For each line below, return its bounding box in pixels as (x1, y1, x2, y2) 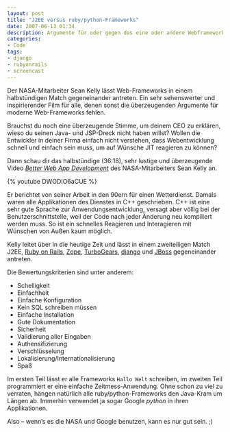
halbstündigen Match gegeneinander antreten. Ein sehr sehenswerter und (7, 93, 216, 101)
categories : (7, 36, 41, 43)
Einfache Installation (16, 310, 75, 319)
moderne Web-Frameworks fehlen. (7, 108, 106, 117)
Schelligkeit (16, 281, 50, 289)
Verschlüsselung (16, 347, 64, 355)
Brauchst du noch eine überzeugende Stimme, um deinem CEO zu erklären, (7, 121, 221, 130)
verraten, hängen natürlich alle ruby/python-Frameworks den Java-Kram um (7, 389, 222, 398)
